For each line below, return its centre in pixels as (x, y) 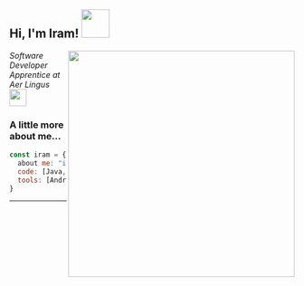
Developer (28, 65)
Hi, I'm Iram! (44, 34)
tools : (30, 180)
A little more (37, 125)
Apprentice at (35, 74)
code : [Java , (42, 172)
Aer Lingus (29, 84)
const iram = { (38, 155)
